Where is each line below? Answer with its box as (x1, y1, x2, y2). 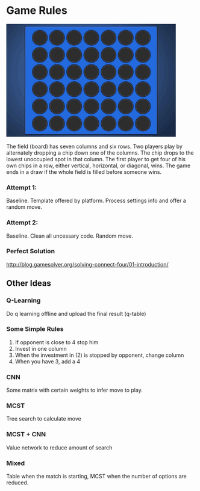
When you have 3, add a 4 (14, 357, 81, 365)
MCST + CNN (6, 430, 46, 439)
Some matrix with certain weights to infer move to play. (6, 386, 143, 394)
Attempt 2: (6, 218, 39, 227)
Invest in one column (14, 345, 67, 352)
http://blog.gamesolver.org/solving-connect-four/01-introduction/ (6, 261, 169, 268)
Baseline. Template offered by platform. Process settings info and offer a (6, 197, 187, 205)
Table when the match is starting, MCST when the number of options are (6, 473, 187, 480)
